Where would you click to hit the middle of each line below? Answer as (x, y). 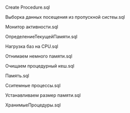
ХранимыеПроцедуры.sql (33, 105)
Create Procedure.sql (27, 7)
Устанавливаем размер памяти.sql (43, 95)
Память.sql (17, 76)
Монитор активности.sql (32, 27)
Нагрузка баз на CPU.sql (32, 46)
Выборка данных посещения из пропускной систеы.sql (65, 17)
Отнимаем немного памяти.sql (39, 56)
